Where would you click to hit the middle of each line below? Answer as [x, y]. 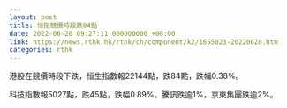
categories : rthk [41, 50]
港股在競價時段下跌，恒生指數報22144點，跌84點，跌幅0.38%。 [126, 76]
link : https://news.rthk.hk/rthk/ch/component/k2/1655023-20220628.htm [143, 42]
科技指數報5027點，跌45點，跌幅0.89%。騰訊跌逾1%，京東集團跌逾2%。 [143, 95]
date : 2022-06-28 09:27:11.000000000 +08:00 [92, 33]
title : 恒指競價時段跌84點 [53, 25]
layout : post [33, 17]
